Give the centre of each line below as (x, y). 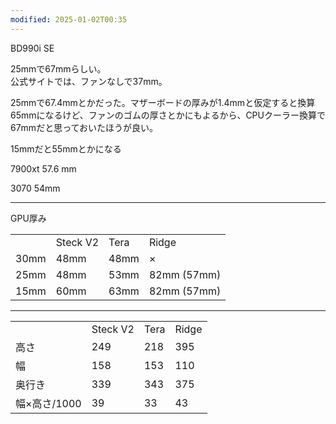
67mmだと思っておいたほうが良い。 (84, 127)
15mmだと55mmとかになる (66, 148)
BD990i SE (32, 48)
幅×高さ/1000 (48, 403)
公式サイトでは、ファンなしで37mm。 (89, 81)
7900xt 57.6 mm (43, 168)
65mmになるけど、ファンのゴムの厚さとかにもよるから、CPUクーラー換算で (168, 115)
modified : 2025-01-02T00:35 (69, 19)
